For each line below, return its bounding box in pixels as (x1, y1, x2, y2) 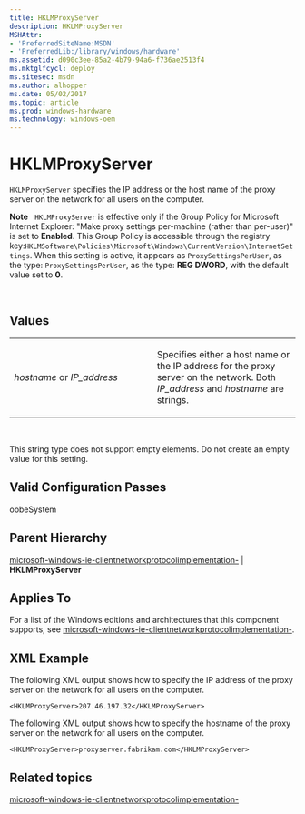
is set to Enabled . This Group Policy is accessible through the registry (9, 231, 271, 242)
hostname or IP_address (14, 370, 118, 383)
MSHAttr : (9, 30, 43, 39)
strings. (157, 393, 189, 406)
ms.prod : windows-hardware (9, 106, 112, 116)
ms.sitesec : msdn (9, 73, 75, 82)
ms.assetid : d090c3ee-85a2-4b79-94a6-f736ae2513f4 (9, 55, 205, 65)
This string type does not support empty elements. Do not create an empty (9, 443, 290, 455)
